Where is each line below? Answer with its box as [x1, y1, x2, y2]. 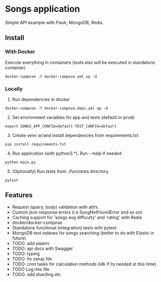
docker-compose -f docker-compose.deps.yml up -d [5, 106, 108, 111]
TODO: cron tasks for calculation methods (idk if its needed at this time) [12, 261, 157, 267]
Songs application [5, 3, 80, 15]
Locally [5, 85, 23, 92]
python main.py [5, 160, 36, 164]
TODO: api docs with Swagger [12, 245, 73, 251]
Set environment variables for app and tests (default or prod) [12, 114, 135, 120]
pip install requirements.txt [5, 141, 67, 147]
